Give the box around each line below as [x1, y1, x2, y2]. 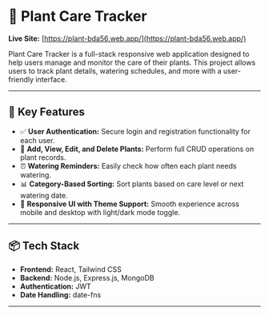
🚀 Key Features [8, 106, 86, 119]
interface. [35, 74, 68, 84]
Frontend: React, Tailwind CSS [19, 264, 122, 274]
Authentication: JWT [19, 281, 91, 291]
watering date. [19, 190, 68, 200]
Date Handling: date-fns [19, 289, 102, 299]
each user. [19, 135, 55, 145]
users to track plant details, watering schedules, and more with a [8, 66, 222, 75]
